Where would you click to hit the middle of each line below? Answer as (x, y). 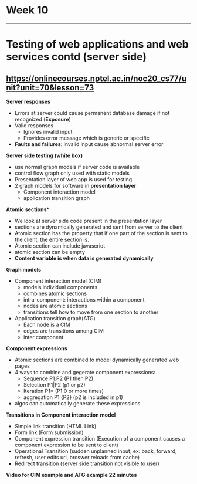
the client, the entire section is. (52, 239)
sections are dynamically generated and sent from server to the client (99, 227)
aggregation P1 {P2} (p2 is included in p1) (73, 397)
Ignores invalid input (48, 131)
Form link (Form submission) (49, 432)
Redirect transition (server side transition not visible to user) (87, 463)
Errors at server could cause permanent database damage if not (92, 113)
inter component (43, 337)
